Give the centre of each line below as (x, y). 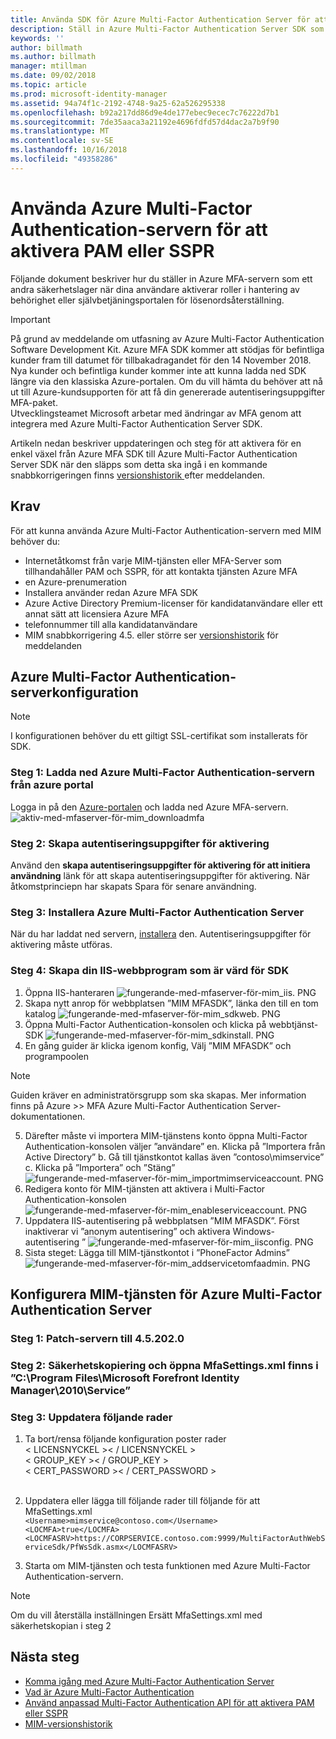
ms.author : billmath (53, 57)
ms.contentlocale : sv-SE (62, 141)
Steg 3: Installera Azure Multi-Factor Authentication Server (157, 912)
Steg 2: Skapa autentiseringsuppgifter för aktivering (140, 843)
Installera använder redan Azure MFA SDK (111, 592)
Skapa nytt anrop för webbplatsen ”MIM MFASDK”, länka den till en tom (171, 1003)
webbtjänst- (293, 1024)
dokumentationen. (48, 1116)
